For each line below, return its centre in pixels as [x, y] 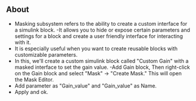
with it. [23, 42]
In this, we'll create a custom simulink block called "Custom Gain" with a [102, 61]
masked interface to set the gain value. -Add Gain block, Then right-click [102, 67]
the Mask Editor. [34, 79]
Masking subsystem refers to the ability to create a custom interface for [101, 23]
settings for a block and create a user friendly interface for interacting [99, 36]
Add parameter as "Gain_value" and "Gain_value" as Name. [85, 86]
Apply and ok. [31, 92]
